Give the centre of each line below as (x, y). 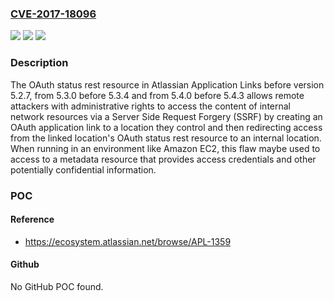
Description (39, 63)
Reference (32, 219)
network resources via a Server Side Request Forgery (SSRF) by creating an (166, 116)
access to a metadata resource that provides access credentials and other (163, 159)
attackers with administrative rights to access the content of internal (150, 106)
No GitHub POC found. (57, 286)
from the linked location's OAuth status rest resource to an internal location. (166, 138)
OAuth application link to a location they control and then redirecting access (166, 127)
